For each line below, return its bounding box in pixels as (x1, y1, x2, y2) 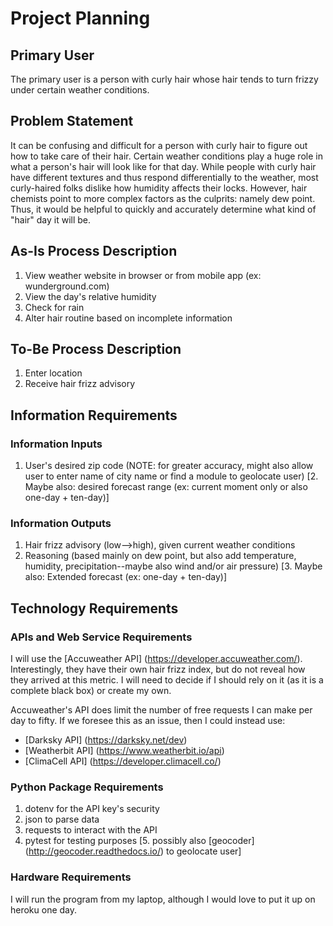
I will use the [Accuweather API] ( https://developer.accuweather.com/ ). (10, 653, 303, 665)
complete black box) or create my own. (10, 685, 172, 697)
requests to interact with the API (24, 824, 158, 836)
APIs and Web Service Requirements (10, 630, 193, 644)
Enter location (24, 367, 83, 379)
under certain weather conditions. (10, 84, 150, 96)
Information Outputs (10, 517, 112, 531)
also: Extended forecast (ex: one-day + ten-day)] (24, 571, 228, 583)
